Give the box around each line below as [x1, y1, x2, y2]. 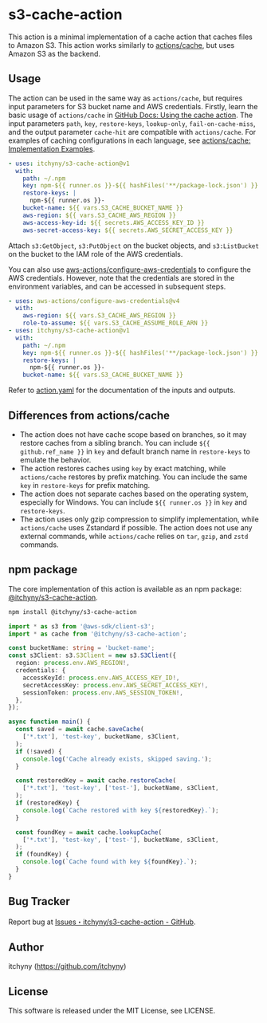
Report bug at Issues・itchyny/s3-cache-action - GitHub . [8, 917, 196, 927]
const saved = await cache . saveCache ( [15, 726, 145, 734]
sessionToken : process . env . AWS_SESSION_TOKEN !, [22, 688, 183, 697]
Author [8, 940, 44, 954]
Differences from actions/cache [8, 408, 170, 422]
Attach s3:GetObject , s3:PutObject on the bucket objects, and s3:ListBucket [8, 241, 259, 250]
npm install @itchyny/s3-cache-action [8, 608, 137, 616]
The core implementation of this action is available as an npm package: [8, 584, 241, 593]
